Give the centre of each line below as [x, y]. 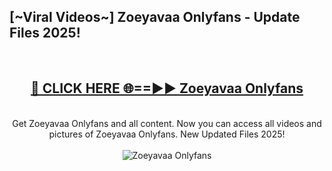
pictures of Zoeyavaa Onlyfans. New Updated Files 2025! [167, 134]
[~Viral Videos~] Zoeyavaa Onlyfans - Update [155, 17]
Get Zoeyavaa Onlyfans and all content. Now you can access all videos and [167, 123]
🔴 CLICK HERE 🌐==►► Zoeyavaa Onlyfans [167, 88]
